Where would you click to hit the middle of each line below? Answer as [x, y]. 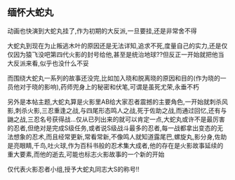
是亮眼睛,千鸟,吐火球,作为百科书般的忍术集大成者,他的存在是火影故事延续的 [115, 145]
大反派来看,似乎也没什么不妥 [48, 63]
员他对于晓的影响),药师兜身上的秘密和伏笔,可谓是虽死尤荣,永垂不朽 [103, 87]
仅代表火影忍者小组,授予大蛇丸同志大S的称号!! [74, 169]
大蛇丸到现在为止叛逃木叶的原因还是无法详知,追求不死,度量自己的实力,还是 [115, 46]
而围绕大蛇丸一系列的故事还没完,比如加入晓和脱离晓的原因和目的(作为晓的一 [117, 78]
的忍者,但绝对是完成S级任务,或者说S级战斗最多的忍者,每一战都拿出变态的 [112, 127]
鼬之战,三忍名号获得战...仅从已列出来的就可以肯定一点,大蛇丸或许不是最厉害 [116, 119]
